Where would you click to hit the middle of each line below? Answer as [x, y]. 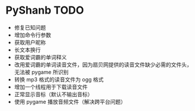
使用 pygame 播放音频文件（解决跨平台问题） [70, 102]
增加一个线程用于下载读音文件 [51, 87]
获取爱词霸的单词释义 [40, 57]
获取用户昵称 [30, 42]
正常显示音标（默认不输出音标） [53, 94]
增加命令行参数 [32, 35]
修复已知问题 [30, 27]
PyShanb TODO [45, 10]
